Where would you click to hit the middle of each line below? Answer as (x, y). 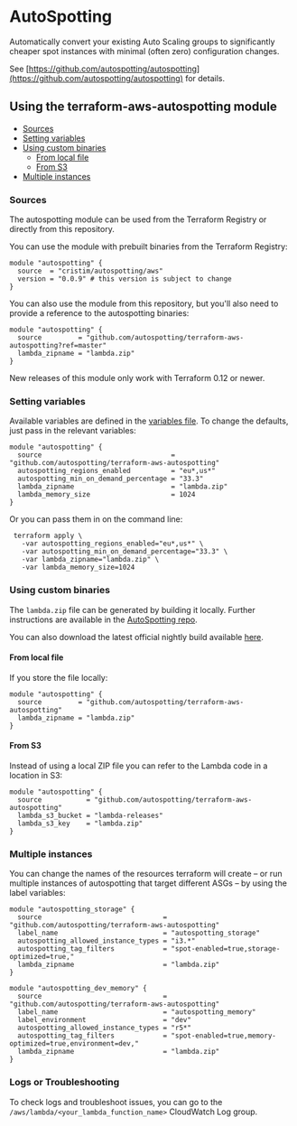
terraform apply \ (48, 536)
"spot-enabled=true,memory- (224, 1036)
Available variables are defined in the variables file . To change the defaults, (149, 421)
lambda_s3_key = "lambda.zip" (80, 824)
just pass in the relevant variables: (73, 431)
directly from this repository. (62, 229)
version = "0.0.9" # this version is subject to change (125, 279)
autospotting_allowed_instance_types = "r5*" (105, 1028)
